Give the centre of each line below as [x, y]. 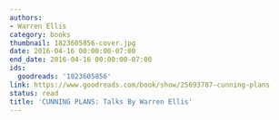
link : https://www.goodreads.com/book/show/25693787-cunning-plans [140, 85]
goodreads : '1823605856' [65, 77]
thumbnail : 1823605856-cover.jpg [73, 43]
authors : [26, 18]
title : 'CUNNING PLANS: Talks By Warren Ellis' [101, 102]
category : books [40, 34]
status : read [34, 93]
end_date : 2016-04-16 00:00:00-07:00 [81, 60]
